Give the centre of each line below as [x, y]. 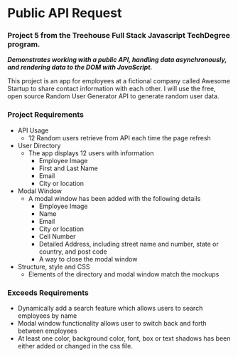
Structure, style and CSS [54, 267]
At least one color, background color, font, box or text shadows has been [124, 338]
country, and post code [73, 252]
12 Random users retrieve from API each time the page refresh [119, 138]
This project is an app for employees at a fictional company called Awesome [119, 81]
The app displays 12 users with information [91, 153]
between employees [47, 331]
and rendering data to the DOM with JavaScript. [80, 67]
